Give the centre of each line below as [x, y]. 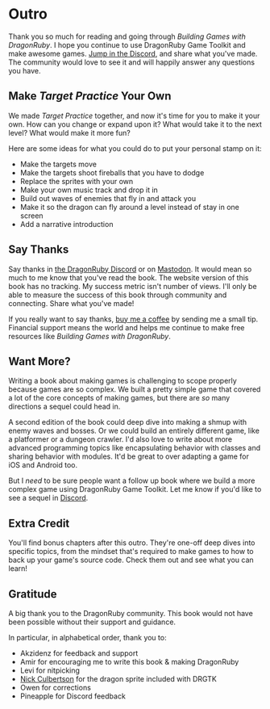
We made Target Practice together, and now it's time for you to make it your [134, 115]
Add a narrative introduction [66, 224]
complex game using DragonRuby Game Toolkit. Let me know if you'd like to [135, 489]
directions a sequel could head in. [64, 407]
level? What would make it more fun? [69, 132]
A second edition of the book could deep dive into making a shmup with [128, 422]
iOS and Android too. [43, 465]
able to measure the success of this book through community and [118, 295]
